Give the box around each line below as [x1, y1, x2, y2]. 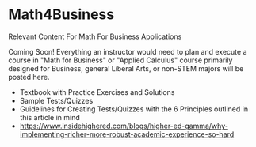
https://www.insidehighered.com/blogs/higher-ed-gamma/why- [19, 121, 228, 130]
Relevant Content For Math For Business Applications [8, 32, 182, 41]
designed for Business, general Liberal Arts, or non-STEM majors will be [8, 63, 244, 73]
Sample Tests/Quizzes [19, 96, 94, 105]
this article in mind [19, 112, 81, 122]
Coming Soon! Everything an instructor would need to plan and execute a [8, 47, 247, 56]
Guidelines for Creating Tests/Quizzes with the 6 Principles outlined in [19, 104, 248, 114]
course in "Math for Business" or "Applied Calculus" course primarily [8, 55, 233, 65]
